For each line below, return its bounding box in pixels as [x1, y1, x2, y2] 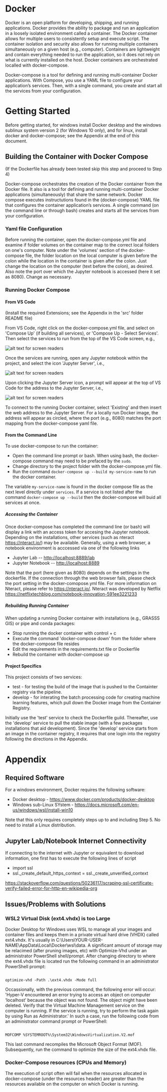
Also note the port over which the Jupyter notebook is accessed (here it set [5, 268, 161, 275]
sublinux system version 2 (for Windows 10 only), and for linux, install [5, 127, 148, 133]
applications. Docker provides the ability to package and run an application [5, 25, 159, 31]
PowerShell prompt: [5, 963, 46, 969]
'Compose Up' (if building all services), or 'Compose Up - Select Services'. [5, 330, 159, 336]
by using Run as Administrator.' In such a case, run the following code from [5, 1013, 160, 1019]
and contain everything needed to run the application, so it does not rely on [5, 51, 160, 58]
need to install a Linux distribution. [5, 822, 76, 828]
